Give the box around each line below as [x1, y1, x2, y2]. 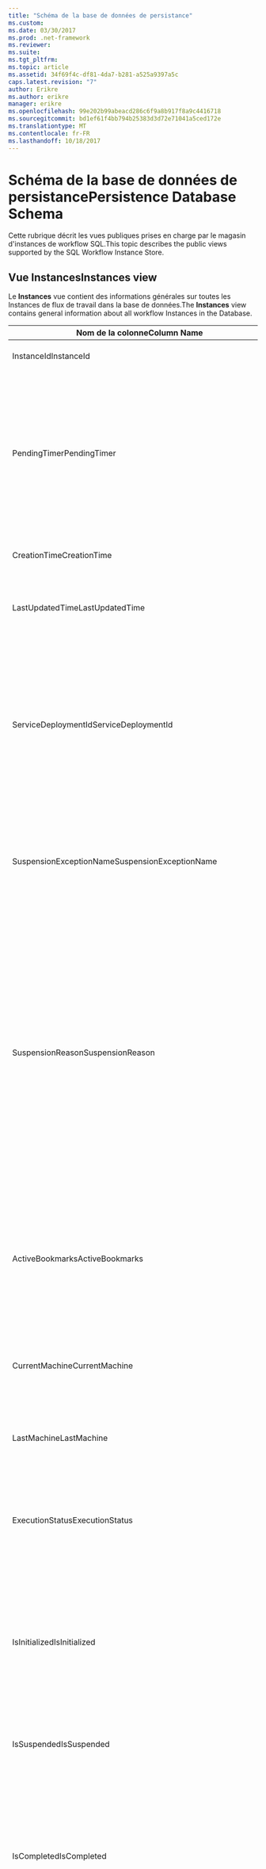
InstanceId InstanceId [12, 350, 91, 361]
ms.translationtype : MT [8, 122, 87, 130]
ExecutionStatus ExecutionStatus [12, 1515, 133, 1526]
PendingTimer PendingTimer [12, 448, 116, 459]
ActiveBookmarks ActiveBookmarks [12, 1253, 144, 1264]
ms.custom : [8, 19, 44, 27]
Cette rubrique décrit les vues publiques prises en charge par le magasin [8, 231, 246, 240]
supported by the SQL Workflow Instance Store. [8, 247, 165, 258]
